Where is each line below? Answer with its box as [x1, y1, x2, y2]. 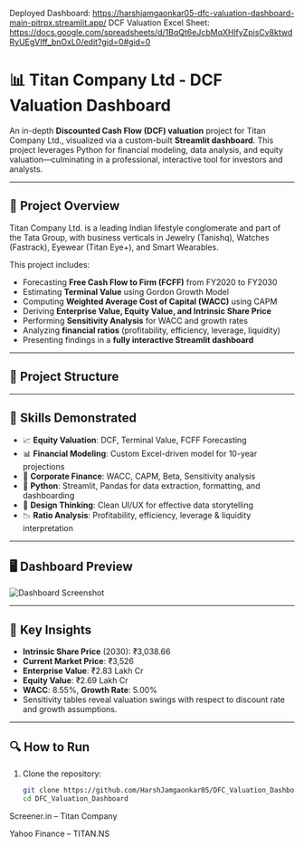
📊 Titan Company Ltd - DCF [9, 70, 223, 90]
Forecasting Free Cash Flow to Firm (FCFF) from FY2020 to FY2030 [22, 276, 278, 288]
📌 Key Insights [9, 622, 92, 637]
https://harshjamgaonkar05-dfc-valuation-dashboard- [91, 8, 295, 18]
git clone [22, 785, 61, 794]
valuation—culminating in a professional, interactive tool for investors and [9, 154, 283, 165]
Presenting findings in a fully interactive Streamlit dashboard [22, 334, 254, 345]
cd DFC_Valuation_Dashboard [22, 794, 128, 803]
